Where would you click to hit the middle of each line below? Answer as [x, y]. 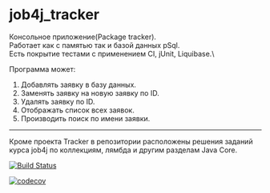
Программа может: [42, 69]
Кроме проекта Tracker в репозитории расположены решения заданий [131, 141]
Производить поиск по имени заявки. [85, 118]
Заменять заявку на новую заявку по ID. [90, 93]
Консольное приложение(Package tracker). [83, 37]
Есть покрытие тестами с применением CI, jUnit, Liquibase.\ [112, 53]
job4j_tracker [54, 15]
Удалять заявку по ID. [58, 101]
